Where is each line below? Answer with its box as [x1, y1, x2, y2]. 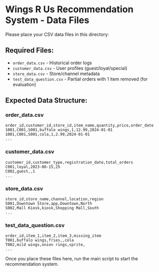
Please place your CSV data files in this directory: [5, 31, 110, 37]
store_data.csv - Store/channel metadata [12, 70, 100, 77]
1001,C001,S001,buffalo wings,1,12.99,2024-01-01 [5, 128, 113, 133]
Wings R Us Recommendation [5, 4, 134, 15]
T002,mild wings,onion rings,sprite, [5, 242, 86, 248]
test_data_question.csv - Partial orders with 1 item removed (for [12, 76, 148, 82]
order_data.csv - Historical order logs [12, 60, 92, 66]
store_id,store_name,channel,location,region [5, 196, 103, 202]
